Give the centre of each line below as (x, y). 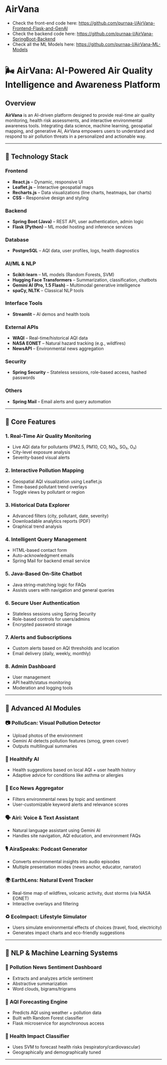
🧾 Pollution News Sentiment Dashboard (53, 967)
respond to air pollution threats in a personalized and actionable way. (76, 136)
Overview (21, 103)
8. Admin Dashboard (30, 667)
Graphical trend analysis (37, 526)
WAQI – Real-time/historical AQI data (50, 338)
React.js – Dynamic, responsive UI (48, 182)
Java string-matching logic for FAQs (49, 585)
